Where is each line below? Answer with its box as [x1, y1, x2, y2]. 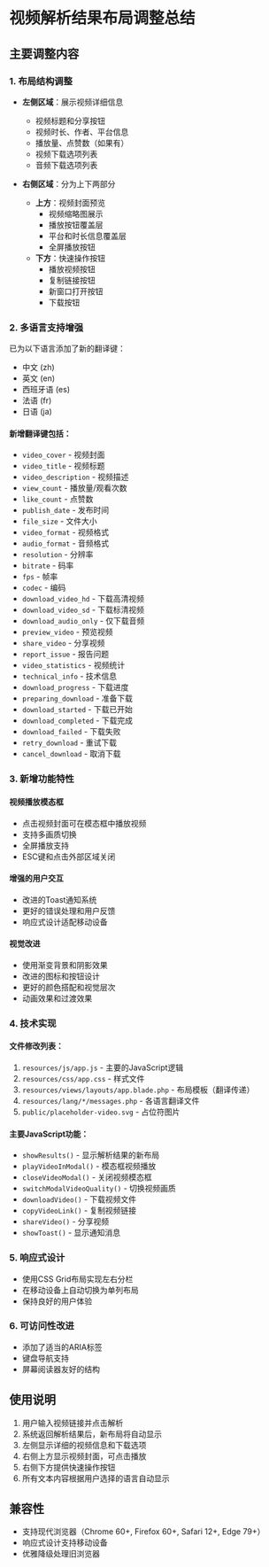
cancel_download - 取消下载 [21, 749, 121, 759]
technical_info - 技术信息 [21, 671, 118, 682]
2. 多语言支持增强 [9, 321, 84, 333]
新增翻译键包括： [9, 428, 72, 438]
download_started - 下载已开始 [21, 704, 133, 715]
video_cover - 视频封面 [21, 449, 105, 461]
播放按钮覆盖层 [48, 219, 104, 230]
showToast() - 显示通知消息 [21, 1228, 121, 1238]
